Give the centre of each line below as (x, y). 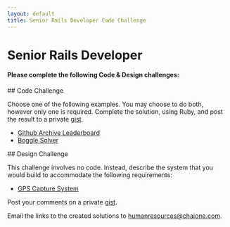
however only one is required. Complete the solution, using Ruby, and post (115, 111)
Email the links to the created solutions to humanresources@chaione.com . (115, 216)
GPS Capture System (48, 188)
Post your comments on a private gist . (62, 202)
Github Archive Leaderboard (59, 132)
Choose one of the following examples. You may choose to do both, (106, 104)
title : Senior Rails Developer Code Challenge (77, 20)
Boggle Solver (38, 140)
